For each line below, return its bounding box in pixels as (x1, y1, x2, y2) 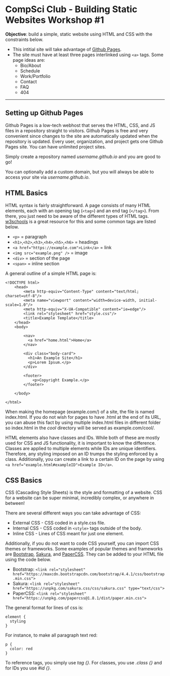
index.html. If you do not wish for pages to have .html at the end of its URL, (5, 414, 161, 420)
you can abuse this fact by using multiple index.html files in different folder (5, 419, 161, 425)
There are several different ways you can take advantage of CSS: (5, 510, 141, 516)
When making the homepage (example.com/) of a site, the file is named (5, 409, 154, 415)
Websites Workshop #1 (5, 14, 104, 26)
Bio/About (20, 62, 41, 68)
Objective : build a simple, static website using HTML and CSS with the (5, 31, 153, 37)
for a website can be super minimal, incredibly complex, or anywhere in (5, 495, 154, 501)
